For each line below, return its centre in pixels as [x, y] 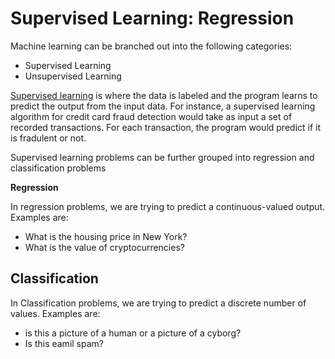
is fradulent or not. [48, 138]
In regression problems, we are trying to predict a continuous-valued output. [168, 206]
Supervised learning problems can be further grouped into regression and [162, 157]
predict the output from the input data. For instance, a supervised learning [163, 106]
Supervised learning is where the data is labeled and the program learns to [164, 95]
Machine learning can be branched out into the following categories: [151, 46]
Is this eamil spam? [64, 343]
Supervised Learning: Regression [152, 18]
